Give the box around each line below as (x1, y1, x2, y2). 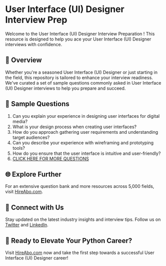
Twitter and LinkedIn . (5, 222, 48, 228)
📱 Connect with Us (5, 203, 64, 211)
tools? (12, 145, 25, 151)
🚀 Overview (5, 56, 42, 65)
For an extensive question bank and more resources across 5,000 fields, (5, 183, 154, 189)
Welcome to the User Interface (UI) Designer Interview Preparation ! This (5, 31, 155, 37)
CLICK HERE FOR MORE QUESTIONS (12, 155, 89, 161)
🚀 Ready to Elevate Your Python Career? (5, 236, 132, 245)
